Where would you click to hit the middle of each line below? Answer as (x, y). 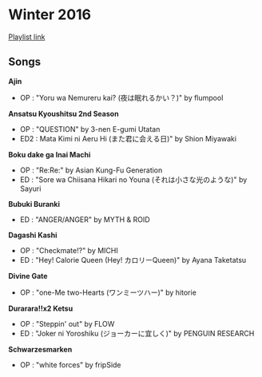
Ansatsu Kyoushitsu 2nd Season (64, 113)
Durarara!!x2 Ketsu (41, 308)
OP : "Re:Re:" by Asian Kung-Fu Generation (91, 170)
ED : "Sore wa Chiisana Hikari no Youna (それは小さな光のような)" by (133, 179)
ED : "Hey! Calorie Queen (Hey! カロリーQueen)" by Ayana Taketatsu (133, 260)
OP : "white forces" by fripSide (70, 364)
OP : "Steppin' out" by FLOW (67, 323)
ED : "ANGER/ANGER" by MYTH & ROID (85, 219)
